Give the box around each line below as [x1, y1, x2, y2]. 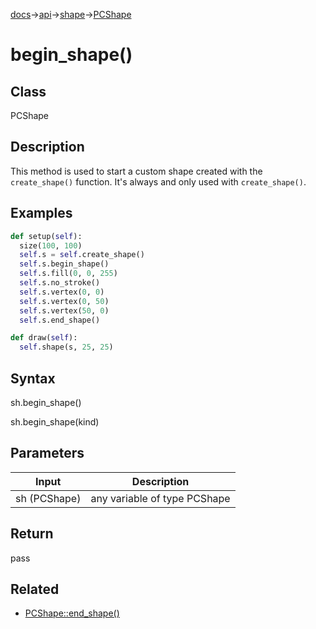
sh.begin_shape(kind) [10, 415, 100, 428]
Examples [10, 205, 73, 222]
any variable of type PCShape [90, 491, 231, 505]
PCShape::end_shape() [24, 607, 120, 619]
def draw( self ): [10, 333, 78, 343]
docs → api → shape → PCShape [10, 9, 132, 20]
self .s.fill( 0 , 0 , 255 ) [19, 269, 118, 279]
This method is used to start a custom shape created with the [10, 165, 263, 177]
